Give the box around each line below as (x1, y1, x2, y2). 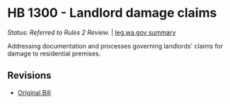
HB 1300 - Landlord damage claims (7, 5, 217, 21)
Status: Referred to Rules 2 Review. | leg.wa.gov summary (7, 28, 176, 37)
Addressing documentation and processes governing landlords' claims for (7, 41, 224, 50)
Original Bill (17, 88, 52, 96)
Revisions (7, 70, 52, 82)
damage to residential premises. (7, 49, 101, 58)
